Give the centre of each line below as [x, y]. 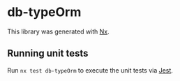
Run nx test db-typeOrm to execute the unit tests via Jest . [90, 70]
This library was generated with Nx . [58, 31]
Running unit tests [48, 53]
